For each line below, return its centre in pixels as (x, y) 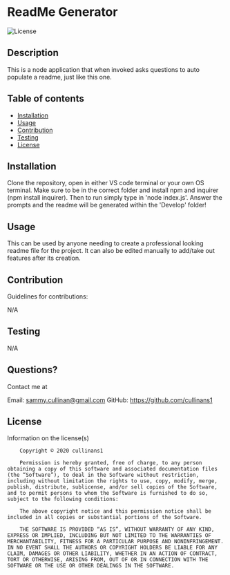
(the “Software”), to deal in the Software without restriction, (103, 475)
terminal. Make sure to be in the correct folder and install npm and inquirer (113, 190)
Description (33, 53)
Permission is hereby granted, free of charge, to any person (111, 463)
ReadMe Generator (63, 12)
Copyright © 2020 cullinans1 (61, 451)
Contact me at (27, 386)
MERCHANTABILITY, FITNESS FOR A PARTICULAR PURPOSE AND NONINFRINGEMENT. (116, 542)
